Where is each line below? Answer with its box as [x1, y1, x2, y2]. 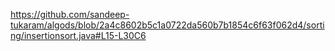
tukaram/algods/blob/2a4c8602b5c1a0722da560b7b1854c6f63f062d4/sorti [10, 19, 325, 31]
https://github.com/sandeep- [10, 9, 130, 20]
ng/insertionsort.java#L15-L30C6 [10, 30, 147, 41]
